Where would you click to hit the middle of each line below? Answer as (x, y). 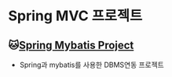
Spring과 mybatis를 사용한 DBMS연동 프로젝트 (92, 65)
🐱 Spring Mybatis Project (71, 45)
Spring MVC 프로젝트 (75, 16)
